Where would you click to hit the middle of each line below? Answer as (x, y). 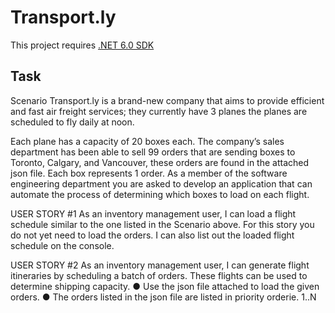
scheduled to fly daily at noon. (72, 122)
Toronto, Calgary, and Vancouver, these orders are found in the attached (160, 162)
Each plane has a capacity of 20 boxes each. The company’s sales (147, 141)
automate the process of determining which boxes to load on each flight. (160, 194)
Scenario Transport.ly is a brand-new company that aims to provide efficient (167, 100)
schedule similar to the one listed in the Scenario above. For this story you (162, 224)
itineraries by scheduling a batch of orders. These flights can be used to (159, 275)
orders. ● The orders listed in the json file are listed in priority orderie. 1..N (163, 297)
